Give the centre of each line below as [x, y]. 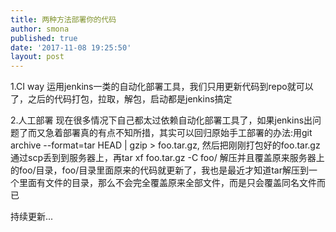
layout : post [37, 57]
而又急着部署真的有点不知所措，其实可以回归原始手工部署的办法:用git [170, 133]
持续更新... [32, 217]
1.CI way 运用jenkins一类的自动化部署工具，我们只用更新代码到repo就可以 [162, 87]
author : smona [40, 29]
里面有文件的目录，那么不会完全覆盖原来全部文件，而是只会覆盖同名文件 [167, 183]
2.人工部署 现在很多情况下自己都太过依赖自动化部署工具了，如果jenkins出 [161, 120]
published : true [44, 38]
